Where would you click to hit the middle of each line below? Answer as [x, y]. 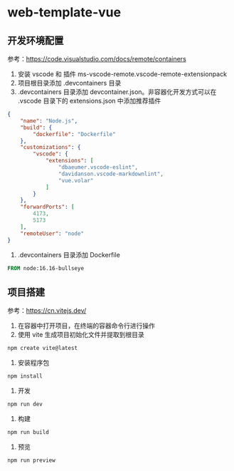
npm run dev [25, 404]
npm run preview [31, 460]
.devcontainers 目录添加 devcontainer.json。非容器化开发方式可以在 [117, 92]
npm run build [28, 432]
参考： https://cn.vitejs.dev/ [47, 311]
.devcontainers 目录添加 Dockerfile [69, 254]
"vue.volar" [76, 180]
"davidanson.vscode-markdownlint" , [111, 174]
